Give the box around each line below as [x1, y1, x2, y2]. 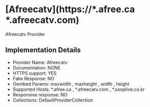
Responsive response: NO [12, 91, 68, 97]
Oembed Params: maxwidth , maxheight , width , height [12, 81, 130, 87]
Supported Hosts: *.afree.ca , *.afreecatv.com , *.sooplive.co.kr [12, 86, 145, 92]
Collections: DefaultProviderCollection [12, 97, 93, 103]
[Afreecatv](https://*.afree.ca [5, 4, 135, 15]
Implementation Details [5, 46, 81, 54]
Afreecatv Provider [5, 31, 45, 37]
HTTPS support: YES [12, 70, 57, 76]
